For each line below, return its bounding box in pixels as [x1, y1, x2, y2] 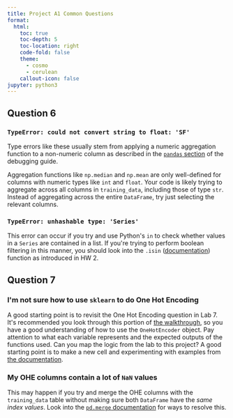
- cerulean [25, 68, 58, 75]
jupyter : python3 [7, 82, 58, 88]
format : [7, 17, 30, 24]
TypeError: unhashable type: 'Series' [7, 217, 140, 225]
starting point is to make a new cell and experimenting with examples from [7, 348, 221, 356]
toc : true [20, 29, 49, 37]
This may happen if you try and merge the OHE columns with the [7, 388, 193, 397]
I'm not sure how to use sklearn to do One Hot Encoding [7, 295, 199, 304]
